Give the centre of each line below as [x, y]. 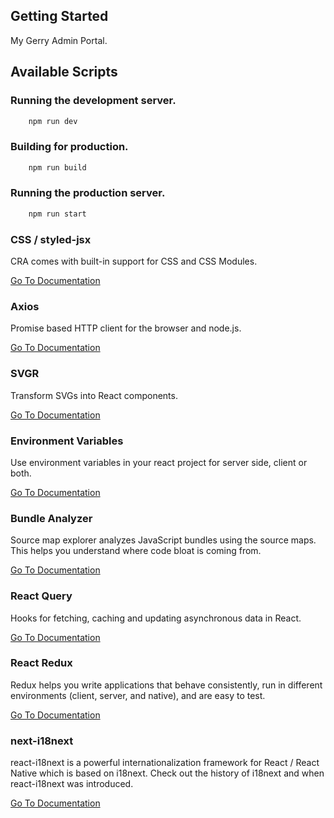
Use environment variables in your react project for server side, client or [159, 462]
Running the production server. [88, 193]
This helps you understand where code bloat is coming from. [136, 551]
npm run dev [53, 121]
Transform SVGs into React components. [94, 395]
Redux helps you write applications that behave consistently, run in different [166, 685]
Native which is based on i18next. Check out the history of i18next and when [167, 773]
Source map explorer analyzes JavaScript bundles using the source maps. [163, 540]
